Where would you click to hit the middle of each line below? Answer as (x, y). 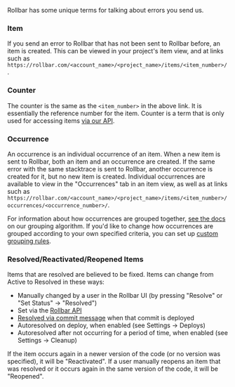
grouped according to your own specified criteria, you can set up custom (113, 233)
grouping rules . (29, 241)
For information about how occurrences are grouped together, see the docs (116, 218)
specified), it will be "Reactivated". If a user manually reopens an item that (114, 362)
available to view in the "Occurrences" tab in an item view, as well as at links (117, 184)
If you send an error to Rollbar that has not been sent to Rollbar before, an (114, 44)
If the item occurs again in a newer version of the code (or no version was (114, 354)
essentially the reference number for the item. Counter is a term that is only (116, 113)
